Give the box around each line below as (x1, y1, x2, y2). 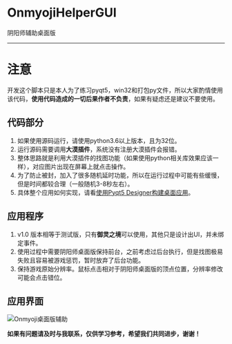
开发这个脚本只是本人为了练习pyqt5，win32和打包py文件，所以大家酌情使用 (7, 86, 223, 94)
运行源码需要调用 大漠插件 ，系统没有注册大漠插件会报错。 (17, 145, 181, 153)
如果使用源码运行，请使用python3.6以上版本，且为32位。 (17, 136, 181, 144)
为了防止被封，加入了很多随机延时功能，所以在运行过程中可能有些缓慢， (17, 171, 223, 179)
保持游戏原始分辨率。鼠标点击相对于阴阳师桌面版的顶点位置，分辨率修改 (17, 265, 223, 273)
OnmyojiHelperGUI (7, 5, 117, 21)
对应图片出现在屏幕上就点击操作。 (32, 162, 130, 171)
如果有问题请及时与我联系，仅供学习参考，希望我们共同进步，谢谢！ (7, 329, 201, 338)
